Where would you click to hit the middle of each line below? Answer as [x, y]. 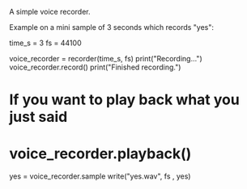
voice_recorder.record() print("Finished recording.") [95, 67]
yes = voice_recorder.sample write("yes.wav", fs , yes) [100, 176]
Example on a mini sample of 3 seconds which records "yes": [111, 27]
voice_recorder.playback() [100, 154]
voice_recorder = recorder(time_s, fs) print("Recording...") [106, 59]
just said [38, 117]
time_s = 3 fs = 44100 [45, 43]
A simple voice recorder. [50, 12]
